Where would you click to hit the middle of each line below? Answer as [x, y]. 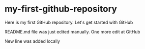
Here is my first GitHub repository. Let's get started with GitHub [69, 22]
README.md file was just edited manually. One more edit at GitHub [72, 32]
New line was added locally [32, 41]
